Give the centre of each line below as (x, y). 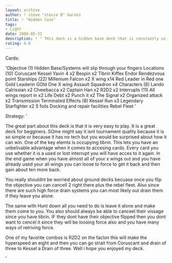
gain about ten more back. (33, 169)
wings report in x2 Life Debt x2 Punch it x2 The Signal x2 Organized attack (84, 95)
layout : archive (23, 10)
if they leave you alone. (30, 196)
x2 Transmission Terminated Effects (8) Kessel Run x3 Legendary (74, 100)
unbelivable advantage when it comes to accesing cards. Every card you (82, 148)
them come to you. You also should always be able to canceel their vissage (84, 211)
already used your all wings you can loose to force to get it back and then (83, 164)
